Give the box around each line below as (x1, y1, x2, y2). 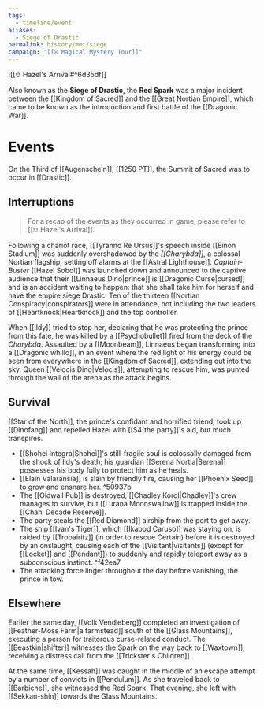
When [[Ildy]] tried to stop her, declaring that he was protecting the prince (8, 322, 248, 332)
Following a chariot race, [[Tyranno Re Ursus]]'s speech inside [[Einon (8, 240, 236, 250)
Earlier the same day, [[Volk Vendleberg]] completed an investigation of (8, 617, 240, 627)
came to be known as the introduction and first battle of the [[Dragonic (8, 102, 238, 111)
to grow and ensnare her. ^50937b (19, 482, 132, 491)
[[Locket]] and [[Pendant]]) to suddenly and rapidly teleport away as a (19, 549, 248, 558)
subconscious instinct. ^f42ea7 (19, 557, 121, 567)
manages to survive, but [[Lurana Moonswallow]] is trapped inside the (19, 499, 248, 508)
